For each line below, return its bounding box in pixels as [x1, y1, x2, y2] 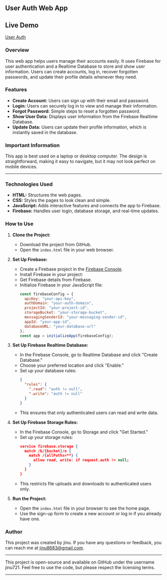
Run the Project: [12, 495, 47, 501]
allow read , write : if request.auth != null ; [33, 458, 129, 463]
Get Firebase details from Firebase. [19, 277, 92, 283]
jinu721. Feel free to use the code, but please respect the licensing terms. [5, 565, 156, 571]
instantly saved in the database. [12, 129, 78, 135]
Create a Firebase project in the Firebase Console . [19, 266, 123, 272]
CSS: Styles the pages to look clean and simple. [12, 197, 111, 203]
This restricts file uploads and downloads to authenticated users [19, 480, 152, 486]
